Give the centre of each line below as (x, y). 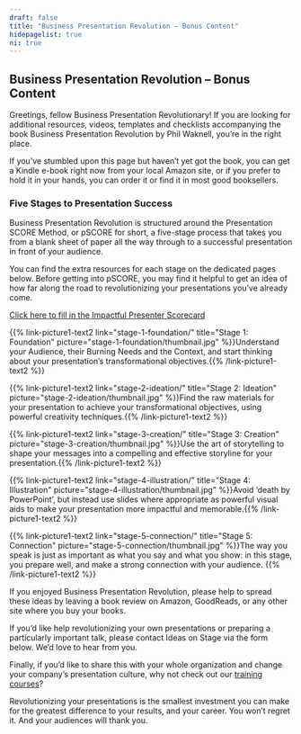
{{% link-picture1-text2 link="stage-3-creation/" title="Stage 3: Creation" (145, 434)
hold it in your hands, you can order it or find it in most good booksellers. (144, 180)
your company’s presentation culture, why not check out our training (136, 675)
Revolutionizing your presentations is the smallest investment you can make (150, 702)
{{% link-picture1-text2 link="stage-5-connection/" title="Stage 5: (131, 536)
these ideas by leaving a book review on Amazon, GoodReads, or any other (149, 601)
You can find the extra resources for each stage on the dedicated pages (143, 269)
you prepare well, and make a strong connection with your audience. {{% (145, 565)
